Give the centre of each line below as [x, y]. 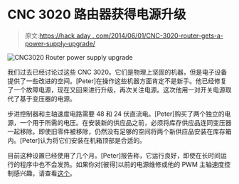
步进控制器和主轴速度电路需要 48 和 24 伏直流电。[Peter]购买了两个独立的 [116, 114]
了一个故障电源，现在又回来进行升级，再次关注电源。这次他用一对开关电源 [116, 90]
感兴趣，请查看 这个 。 [44, 173]
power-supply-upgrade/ [60, 43]
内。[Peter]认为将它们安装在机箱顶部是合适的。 [77, 140]
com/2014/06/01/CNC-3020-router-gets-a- [160, 36]
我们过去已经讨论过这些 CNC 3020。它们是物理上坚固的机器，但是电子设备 [117, 72]
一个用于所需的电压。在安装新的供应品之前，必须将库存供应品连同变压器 [126, 122]
